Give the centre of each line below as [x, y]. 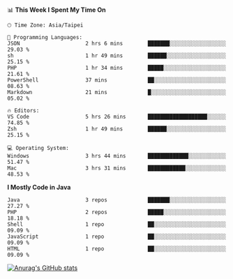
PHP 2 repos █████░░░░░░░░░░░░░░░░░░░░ [117, 212]
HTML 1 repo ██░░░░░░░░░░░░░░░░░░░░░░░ [117, 249]
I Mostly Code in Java [39, 187]
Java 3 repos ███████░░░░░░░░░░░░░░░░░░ [117, 200]
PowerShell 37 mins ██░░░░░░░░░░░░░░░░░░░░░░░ [117, 80]
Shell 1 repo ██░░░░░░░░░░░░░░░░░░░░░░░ [117, 225]
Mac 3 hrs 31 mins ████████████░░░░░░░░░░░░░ [117, 168]
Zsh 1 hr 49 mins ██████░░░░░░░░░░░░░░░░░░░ [117, 129]
